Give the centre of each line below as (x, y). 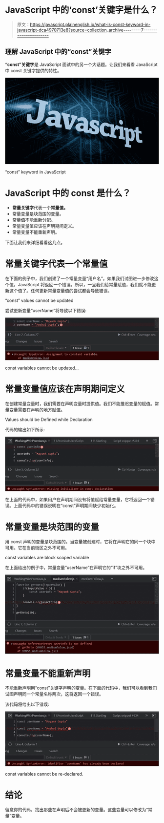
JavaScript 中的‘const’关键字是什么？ (82, 10)
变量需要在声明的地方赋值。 (37, 410)
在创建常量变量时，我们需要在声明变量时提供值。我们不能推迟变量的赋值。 (80, 403)
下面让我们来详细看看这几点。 (35, 242)
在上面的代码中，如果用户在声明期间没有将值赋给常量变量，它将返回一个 (78, 500)
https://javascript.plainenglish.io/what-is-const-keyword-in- (90, 24)
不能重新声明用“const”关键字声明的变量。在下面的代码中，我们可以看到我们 (81, 688)
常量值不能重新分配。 (33, 220)
